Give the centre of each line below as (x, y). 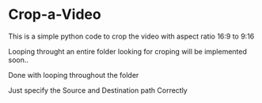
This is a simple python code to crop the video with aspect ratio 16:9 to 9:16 (131, 36)
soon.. (19, 60)
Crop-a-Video (55, 15)
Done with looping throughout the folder (74, 75)
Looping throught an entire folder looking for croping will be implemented (128, 51)
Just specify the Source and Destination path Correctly (98, 90)
